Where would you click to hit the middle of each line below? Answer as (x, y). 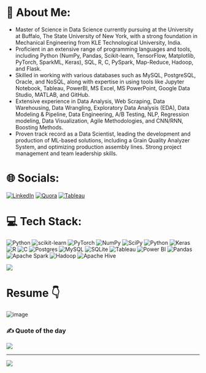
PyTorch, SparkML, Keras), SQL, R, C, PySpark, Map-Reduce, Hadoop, (104, 62)
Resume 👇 (33, 293)
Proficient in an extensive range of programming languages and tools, (103, 49)
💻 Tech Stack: (44, 222)
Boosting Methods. (39, 127)
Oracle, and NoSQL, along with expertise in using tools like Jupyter (100, 82)
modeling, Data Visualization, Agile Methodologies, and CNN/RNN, (99, 121)
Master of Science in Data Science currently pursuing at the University (104, 29)
